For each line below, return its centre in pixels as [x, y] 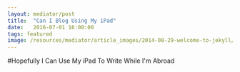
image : [17, 41]
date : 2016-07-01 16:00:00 [51, 27]
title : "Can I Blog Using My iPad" [62, 21]
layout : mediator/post [41, 14]
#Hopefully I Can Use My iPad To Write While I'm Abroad [91, 61]
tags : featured [30, 34]
